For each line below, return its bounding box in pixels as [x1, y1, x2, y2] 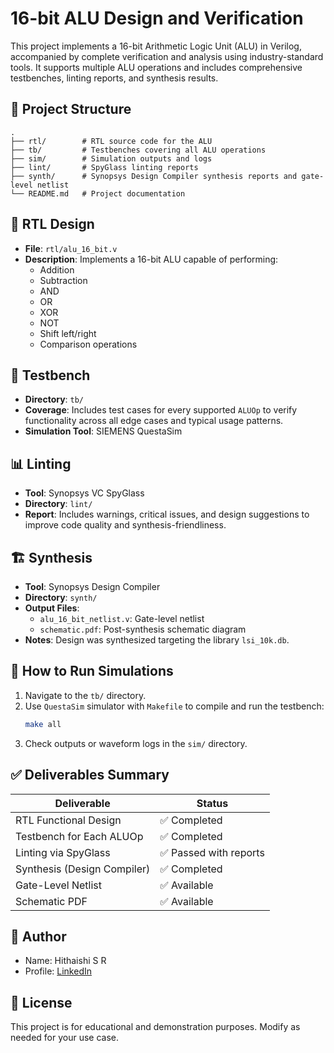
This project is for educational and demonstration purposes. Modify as [10, 1021, 301, 1033]
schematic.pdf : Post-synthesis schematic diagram [39, 623, 247, 635]
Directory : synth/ [24, 592, 98, 603]
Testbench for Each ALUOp [15, 829, 144, 843]
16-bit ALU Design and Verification [10, 7, 304, 30]
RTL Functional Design [15, 813, 122, 827]
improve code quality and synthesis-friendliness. [24, 519, 227, 531]
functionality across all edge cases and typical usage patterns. [24, 415, 284, 427]
